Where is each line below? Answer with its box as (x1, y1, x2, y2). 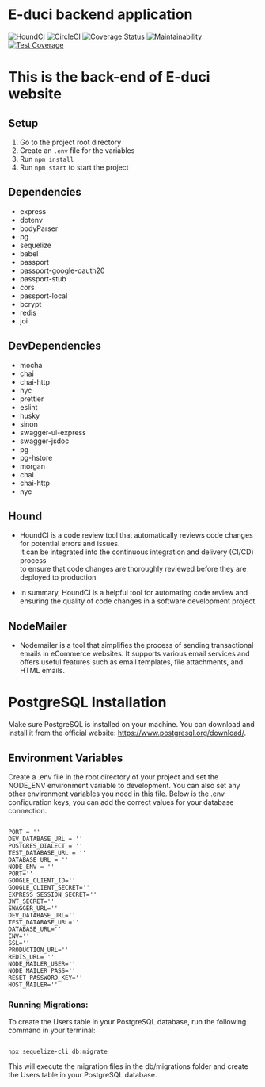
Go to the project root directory (19, 137, 122, 147)
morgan (19, 461, 46, 471)
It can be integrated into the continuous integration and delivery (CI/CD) (19, 547, 255, 557)
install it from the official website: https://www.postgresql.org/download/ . (8, 728, 247, 738)
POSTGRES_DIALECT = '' (8, 842, 83, 850)
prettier (19, 394, 44, 404)
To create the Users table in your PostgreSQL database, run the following (8, 1017, 247, 1027)
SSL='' (8, 939, 30, 947)
